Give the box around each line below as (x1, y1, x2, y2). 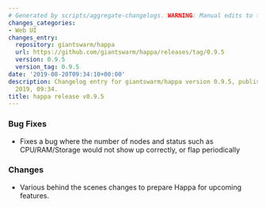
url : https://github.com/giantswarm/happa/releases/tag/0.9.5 (15, 48, 225, 56)
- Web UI (8, 26, 37, 34)
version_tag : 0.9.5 (15, 63, 80, 71)
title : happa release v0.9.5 (8, 92, 104, 100)
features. (19, 190, 50, 200)
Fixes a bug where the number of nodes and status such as (19, 136, 214, 146)
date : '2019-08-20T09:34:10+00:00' (8, 70, 126, 78)
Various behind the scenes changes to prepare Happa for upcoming (19, 183, 242, 192)
